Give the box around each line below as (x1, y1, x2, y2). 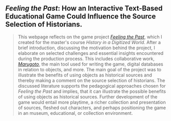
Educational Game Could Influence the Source (5, 12, 156, 21)
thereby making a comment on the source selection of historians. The (17, 77, 165, 84)
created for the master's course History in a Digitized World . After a (17, 39, 161, 45)
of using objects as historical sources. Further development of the (17, 93, 158, 99)
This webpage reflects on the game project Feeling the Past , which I (17, 33, 162, 40)
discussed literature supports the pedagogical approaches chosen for (17, 83, 166, 89)
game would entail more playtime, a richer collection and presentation (17, 99, 166, 105)
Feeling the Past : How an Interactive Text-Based (5, 4, 163, 13)
